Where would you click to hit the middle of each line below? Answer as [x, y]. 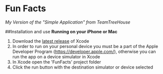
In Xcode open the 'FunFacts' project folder [57, 62]
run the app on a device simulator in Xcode [56, 56]
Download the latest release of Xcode [51, 41]
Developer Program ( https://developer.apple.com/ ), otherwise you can [84, 51]
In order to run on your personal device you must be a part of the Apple [85, 46]
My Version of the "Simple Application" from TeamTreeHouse [68, 22]
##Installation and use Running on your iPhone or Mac [61, 31]
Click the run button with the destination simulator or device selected [83, 67]
